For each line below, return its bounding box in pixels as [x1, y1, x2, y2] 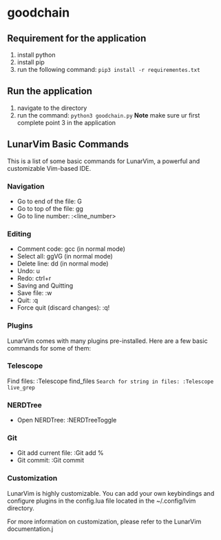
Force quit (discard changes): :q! [17, 304, 110, 312]
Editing [7, 229, 32, 239]
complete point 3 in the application [17, 118, 116, 127]
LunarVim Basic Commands [7, 138, 129, 150]
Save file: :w [17, 289, 52, 297]
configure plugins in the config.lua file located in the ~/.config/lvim [7, 496, 196, 505]
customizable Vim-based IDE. [7, 164, 92, 172]
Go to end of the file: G [17, 197, 83, 205]
